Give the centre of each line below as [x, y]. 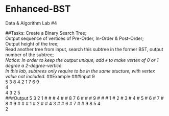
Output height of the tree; [32, 43]
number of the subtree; [30, 55]
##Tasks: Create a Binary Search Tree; [46, 33]
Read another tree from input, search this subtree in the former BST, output [84, 49]
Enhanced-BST [38, 9]
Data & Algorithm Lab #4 [31, 23]
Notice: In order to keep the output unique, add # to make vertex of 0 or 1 [82, 60]
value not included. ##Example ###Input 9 [50, 76]
